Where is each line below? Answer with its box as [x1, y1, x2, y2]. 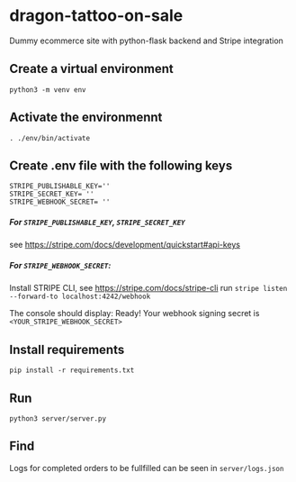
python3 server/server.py [9, 414, 106, 423]
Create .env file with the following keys [9, 158, 233, 173]
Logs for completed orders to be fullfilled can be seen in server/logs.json [9, 462, 284, 473]
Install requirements [9, 341, 125, 357]
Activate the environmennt [9, 110, 163, 125]
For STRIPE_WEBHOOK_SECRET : [9, 259, 112, 270]
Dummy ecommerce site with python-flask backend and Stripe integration [9, 35, 283, 46]
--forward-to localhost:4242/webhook [9, 292, 151, 302]
